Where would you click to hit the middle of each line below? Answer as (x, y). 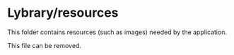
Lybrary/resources (63, 13)
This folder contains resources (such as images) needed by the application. (117, 32)
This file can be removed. (44, 45)
